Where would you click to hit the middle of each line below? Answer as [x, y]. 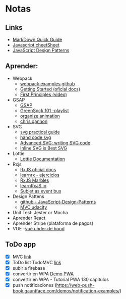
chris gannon [34, 121]
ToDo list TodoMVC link [37, 262]
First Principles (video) [43, 94]
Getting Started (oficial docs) [50, 89]
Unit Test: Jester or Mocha [40, 212]
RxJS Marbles [35, 180]
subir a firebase [29, 268]
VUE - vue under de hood [38, 228]
